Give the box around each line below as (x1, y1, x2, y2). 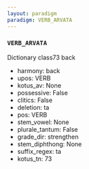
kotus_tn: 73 (17, 155, 52, 163)
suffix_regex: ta (17, 147, 61, 155)
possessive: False (17, 88, 68, 97)
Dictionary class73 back (7, 53, 76, 61)
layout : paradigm (7, 10, 57, 17)
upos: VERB (17, 74, 51, 82)
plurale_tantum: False (17, 125, 78, 133)
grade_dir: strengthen (17, 132, 79, 141)
